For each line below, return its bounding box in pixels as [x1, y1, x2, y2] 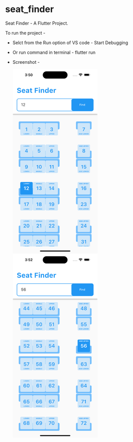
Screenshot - [12, 59, 40, 65]
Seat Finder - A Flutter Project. [5, 20, 69, 26]
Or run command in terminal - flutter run [12, 49, 96, 55]
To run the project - [5, 30, 46, 36]
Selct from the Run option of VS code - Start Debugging [12, 39, 128, 46]
